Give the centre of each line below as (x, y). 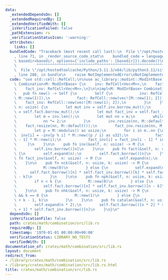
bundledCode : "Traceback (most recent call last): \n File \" (76, 51)
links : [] (24, 47)
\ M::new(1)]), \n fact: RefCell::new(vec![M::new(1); (84, 98)
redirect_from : (21, 256)
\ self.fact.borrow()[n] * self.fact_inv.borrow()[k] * (79, 172)
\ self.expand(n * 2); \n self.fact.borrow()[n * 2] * (87, 205)
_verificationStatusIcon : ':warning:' (50, 38)
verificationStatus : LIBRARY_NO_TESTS (50, 237)
